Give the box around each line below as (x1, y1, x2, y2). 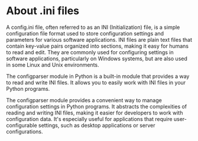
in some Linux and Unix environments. (6, 61, 99, 68)
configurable (6, 122, 37, 129)
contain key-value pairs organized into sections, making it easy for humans (6, 42, 189, 50)
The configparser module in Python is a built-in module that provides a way (6, 73, 190, 80)
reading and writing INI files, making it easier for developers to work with (6, 109, 183, 116)
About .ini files (6, 4, 80, 18)
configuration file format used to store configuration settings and (6, 29, 164, 37)
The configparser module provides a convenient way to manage (6, 96, 163, 104)
